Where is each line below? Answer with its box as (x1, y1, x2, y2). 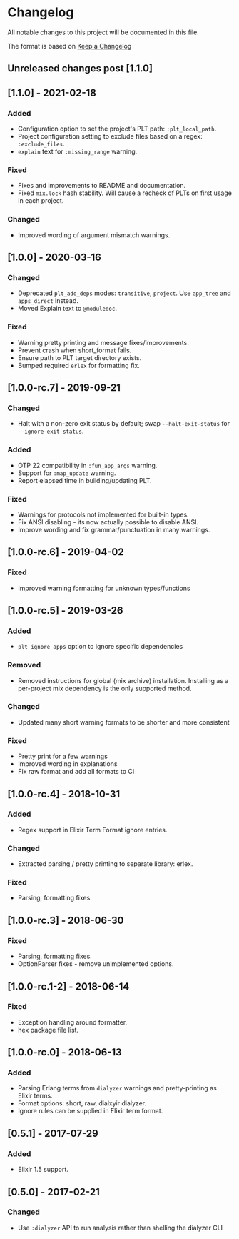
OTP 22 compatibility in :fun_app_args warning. (17, 461, 158, 469)
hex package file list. (17, 1025, 79, 1034)
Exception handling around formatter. (17, 1017, 128, 1026)
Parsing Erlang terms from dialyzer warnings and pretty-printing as (17, 1084, 218, 1093)
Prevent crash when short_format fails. (17, 346, 132, 354)
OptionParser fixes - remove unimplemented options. (17, 960, 174, 968)
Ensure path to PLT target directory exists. (17, 353, 142, 362)
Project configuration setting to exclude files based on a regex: (17, 132, 203, 141)
